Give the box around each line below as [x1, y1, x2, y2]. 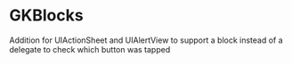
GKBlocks [9, 5, 84, 26]
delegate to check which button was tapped [9, 44, 171, 54]
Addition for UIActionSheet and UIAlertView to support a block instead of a [9, 35, 283, 45]
